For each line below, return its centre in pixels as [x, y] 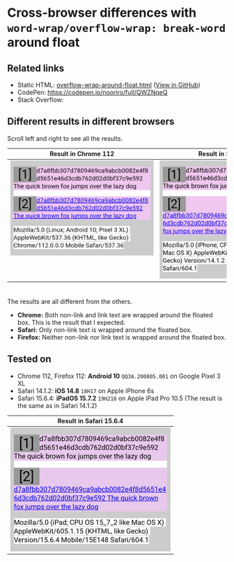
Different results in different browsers [91, 122]
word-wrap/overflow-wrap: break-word [117, 29]
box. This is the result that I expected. [71, 323]
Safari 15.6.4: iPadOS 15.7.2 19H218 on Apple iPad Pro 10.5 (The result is [120, 398]
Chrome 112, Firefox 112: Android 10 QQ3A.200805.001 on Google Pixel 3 [119, 376]
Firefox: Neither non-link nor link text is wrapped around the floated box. [122, 337]
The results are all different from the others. [70, 302]
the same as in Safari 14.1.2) [57, 405]
